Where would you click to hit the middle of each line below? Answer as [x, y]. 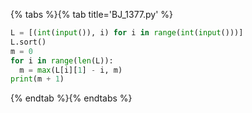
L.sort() [28, 42]
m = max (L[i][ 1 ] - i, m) [71, 70]
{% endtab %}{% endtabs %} [71, 98]
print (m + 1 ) [37, 79]
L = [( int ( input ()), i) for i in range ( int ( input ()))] [127, 33]
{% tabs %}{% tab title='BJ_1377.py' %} [92, 14]
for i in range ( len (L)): [62, 60]
